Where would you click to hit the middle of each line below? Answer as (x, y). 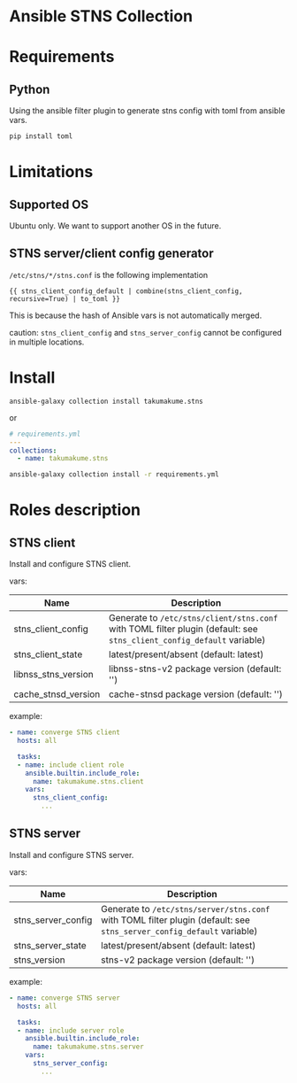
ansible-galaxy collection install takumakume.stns (106, 401)
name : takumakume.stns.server (88, 1047)
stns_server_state (50, 945)
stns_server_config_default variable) (179, 931)
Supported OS (49, 204)
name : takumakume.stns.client (88, 781)
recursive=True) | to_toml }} (65, 298)
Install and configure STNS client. (70, 564)
